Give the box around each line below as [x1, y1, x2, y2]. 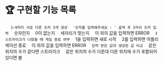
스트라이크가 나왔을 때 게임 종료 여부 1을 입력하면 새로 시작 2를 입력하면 [5, 36, 146, 42]
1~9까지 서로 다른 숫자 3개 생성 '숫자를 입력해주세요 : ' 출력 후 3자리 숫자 [10, 25, 151, 30]
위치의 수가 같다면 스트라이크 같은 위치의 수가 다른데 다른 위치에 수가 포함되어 [5, 48, 158, 54]
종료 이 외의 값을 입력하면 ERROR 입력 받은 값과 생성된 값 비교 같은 [18, 42, 157, 48]
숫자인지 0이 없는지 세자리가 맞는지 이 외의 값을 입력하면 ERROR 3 [14, 30, 158, 36]
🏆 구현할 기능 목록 [5, 4, 77, 16]
